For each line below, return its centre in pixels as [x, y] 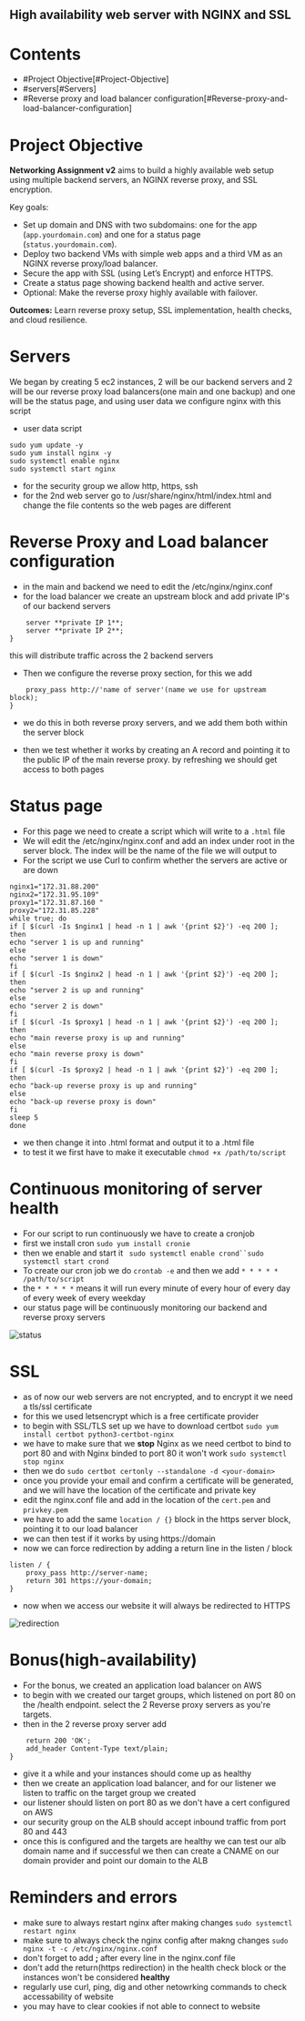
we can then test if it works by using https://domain [119, 1539]
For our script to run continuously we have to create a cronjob [138, 1234]
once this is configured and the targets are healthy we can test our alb [154, 1841]
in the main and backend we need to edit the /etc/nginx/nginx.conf [147, 587]
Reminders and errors [93, 1898]
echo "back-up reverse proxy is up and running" [103, 1086]
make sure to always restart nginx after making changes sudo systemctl [158, 1922]
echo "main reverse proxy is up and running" [97, 1038]
